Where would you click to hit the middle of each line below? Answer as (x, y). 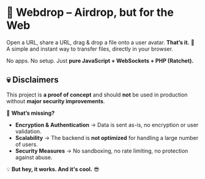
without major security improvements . (56, 101)
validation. (28, 131)
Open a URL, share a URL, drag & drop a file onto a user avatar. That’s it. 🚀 (100, 42)
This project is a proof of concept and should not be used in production (97, 95)
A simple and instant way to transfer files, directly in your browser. (90, 49)
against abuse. (34, 157)
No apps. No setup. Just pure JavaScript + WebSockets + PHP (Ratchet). (100, 60)
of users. (26, 144)
